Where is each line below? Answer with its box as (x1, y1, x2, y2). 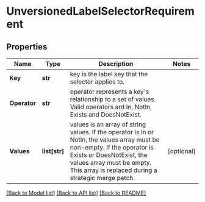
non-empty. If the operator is (70, 143, 154, 151)
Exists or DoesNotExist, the (70, 151, 148, 159)
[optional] (167, 147, 196, 155)
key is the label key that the (70, 70, 148, 78)
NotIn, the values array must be (70, 135, 160, 144)
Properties (6, 41, 48, 52)
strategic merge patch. (70, 174, 135, 182)
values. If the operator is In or (70, 128, 154, 136)
